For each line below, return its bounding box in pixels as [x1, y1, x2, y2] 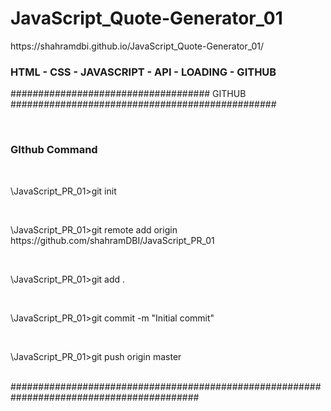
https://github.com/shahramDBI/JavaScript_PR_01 [10, 234, 215, 246]
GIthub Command [10, 143, 98, 157]
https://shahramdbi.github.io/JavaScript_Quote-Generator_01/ [10, 40, 265, 52]
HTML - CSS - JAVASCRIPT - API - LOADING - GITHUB [10, 65, 277, 79]
